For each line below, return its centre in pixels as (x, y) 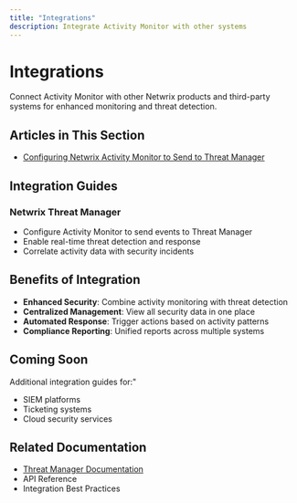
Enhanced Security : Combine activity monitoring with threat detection (155, 301)
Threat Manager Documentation (83, 469)
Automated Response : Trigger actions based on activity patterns (146, 321)
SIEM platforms (51, 399)
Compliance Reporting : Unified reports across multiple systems (143, 330)
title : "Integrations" (53, 18)
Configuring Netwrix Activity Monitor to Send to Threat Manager (143, 157)
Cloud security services (67, 419)
